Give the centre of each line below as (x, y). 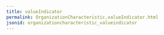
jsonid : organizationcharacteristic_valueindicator (72, 23)
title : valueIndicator (34, 12)
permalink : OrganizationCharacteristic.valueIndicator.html (83, 17)
